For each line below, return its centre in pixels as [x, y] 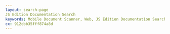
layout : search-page [27, 10]
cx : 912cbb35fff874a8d [29, 24]
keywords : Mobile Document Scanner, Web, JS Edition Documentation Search [86, 19]
